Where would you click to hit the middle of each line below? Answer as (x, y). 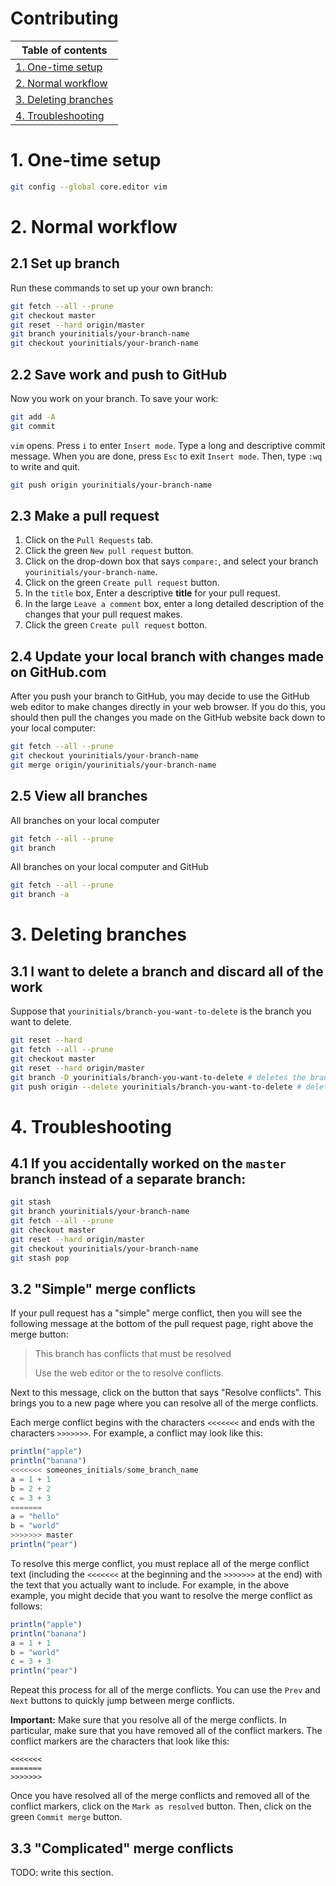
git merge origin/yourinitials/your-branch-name (113, 765)
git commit (33, 426)
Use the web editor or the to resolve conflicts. (129, 1373)
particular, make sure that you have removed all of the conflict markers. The (166, 1731)
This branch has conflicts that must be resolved (133, 1354)
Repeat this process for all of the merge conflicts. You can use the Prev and (165, 1690)
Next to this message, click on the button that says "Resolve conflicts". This (166, 1393)
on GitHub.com (58, 672)
